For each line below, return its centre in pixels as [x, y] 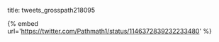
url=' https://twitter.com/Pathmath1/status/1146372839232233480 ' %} [110, 31]
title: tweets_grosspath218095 [51, 10]
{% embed [23, 23]
